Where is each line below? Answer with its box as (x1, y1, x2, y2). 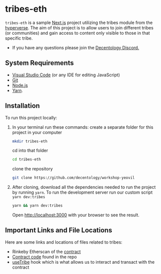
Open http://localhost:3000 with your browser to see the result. (12, 212, 140, 218)
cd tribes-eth (12, 157, 41, 162)
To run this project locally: (5, 114, 58, 120)
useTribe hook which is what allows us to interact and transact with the (12, 259, 155, 265)
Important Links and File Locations (5, 226, 112, 234)
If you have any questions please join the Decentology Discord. (12, 45, 140, 50)
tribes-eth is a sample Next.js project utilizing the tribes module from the (5, 20, 153, 25)
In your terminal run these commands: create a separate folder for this (12, 124, 154, 130)
